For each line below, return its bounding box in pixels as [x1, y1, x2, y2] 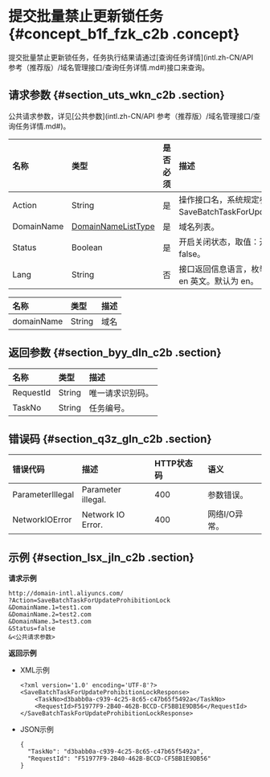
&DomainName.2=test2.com [8, 611, 92, 619]
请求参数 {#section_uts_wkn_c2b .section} [8, 88, 225, 102]
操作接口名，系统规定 [178, 194, 260, 205]
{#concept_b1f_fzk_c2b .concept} [8, 25, 240, 43]
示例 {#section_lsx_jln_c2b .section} [8, 550, 194, 564]
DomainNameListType [71, 220, 155, 231]
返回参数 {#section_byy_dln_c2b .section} [8, 346, 223, 360]
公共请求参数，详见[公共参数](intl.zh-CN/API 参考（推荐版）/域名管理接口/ [8, 111, 254, 121]
